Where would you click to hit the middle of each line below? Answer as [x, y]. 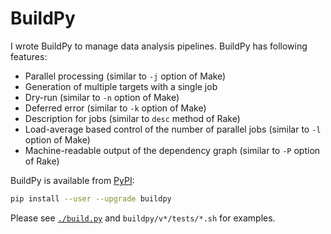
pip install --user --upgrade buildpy [91, 198]
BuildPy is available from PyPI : [72, 180]
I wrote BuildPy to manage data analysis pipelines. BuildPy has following [159, 46]
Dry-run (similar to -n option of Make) [102, 97]
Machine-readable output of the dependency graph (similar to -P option [172, 150]
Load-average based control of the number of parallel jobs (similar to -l [173, 129]
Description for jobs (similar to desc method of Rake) [132, 118]
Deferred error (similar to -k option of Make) [115, 108]
